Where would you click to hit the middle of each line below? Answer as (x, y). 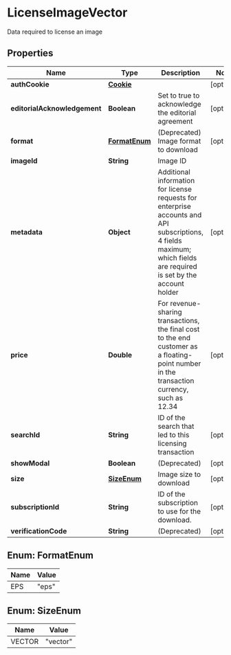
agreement (175, 121)
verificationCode (39, 531)
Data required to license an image (55, 32)
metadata (26, 232)
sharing (170, 312)
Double (120, 355)
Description (181, 72)
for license (175, 189)
